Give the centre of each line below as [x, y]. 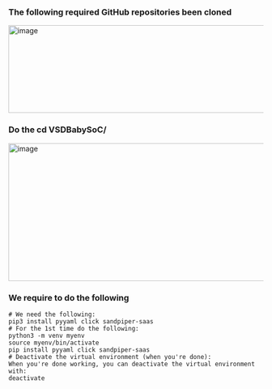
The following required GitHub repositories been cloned [120, 12]
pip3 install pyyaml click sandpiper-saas [81, 321]
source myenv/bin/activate [54, 343]
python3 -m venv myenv [47, 336]
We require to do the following [69, 297]
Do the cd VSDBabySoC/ [57, 130]
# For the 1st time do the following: [74, 328]
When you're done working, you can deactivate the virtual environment [132, 364]
